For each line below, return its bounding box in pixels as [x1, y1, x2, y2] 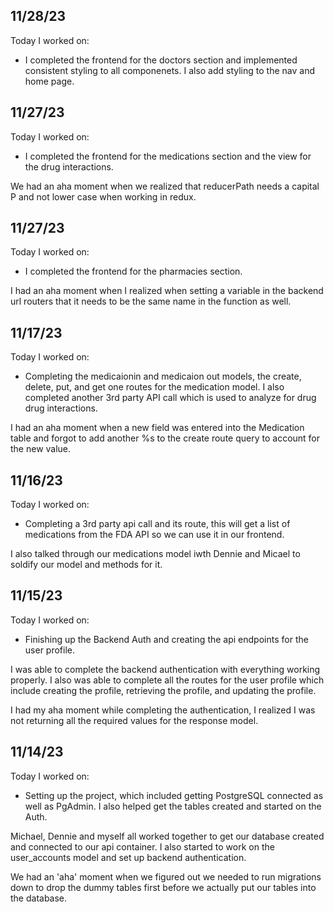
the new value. [10, 443, 72, 455]
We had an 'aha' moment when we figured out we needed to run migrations [10, 870, 322, 883]
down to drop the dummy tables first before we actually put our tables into [10, 881, 317, 893]
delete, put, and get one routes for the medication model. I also [24, 381, 285, 393]
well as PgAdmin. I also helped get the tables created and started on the [24, 800, 322, 812]
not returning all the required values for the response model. [10, 714, 259, 726]
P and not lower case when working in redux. [10, 190, 197, 203]
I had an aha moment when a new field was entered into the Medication [10, 422, 305, 434]
